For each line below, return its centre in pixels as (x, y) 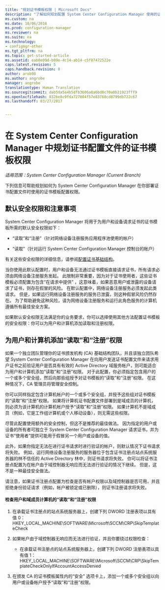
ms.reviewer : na (22, 33)
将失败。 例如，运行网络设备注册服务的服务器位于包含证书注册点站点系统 (79, 452)
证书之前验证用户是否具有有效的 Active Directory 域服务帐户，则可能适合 (83, 365)
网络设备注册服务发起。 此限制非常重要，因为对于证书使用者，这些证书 (85, 276)
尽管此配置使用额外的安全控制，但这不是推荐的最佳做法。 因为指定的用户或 (81, 423)
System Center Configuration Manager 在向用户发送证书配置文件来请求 (82, 359)
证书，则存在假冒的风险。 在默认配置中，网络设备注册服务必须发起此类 (85, 288)
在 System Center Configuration (72, 136)
